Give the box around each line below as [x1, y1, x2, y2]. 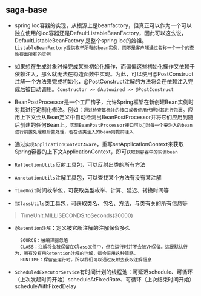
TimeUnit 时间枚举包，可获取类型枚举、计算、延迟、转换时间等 [14, 186, 170, 193]
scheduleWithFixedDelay [14, 282, 77, 290]
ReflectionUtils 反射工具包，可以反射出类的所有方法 [14, 161, 146, 168]
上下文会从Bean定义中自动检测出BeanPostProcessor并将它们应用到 [19, 113, 188, 121]
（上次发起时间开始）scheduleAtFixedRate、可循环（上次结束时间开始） [14, 275, 195, 283]
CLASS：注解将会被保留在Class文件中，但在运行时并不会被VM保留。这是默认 [20, 244, 183, 250]
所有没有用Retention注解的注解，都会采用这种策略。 [23, 250, 139, 257]
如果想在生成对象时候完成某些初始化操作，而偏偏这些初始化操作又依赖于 [14, 62, 195, 70]
